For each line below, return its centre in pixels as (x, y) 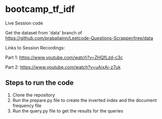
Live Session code (24, 23)
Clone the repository (34, 95)
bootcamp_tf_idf (40, 9)
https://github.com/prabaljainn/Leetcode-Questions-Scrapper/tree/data (79, 38)
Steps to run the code (40, 83)
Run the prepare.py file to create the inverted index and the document (85, 100)
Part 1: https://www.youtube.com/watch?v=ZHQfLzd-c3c (64, 57)
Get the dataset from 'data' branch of (44, 32)
